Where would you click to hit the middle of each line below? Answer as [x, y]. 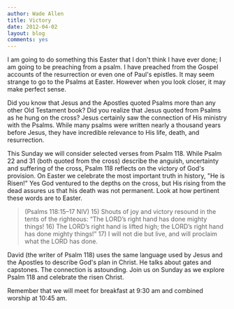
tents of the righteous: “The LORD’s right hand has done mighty [116, 219]
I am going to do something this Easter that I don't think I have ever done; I [114, 59]
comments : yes [28, 40]
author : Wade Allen [36, 14]
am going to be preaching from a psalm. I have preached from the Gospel [113, 67]
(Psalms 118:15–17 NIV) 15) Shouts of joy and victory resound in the [120, 212]
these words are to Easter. [45, 198]
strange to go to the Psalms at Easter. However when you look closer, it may [116, 82]
